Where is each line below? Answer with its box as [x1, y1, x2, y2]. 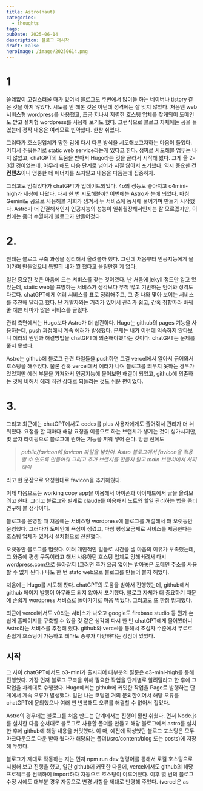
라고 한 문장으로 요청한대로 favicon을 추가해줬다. [6, 476, 122, 483]
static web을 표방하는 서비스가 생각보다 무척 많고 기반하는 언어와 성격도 [24, 283, 194, 291]
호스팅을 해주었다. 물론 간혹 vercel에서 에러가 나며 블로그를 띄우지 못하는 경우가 [6, 362, 195, 370]
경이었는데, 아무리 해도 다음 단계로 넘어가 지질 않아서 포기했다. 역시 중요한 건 [16, 162, 197, 169]
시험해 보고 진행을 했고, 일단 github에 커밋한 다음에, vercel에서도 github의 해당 [6, 763, 194, 770]
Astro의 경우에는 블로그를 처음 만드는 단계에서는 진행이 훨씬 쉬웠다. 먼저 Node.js [6, 712, 197, 719]
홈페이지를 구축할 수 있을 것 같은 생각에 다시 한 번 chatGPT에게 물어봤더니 [17, 617, 193, 624]
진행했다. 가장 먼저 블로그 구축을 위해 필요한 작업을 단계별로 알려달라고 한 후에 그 [6, 676, 197, 684]
